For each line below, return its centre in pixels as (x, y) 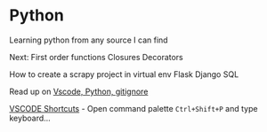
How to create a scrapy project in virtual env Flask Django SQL (124, 74)
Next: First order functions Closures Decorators (97, 57)
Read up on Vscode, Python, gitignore (79, 91)
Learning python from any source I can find (89, 40)
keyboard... (30, 118)
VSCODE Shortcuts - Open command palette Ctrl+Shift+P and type (133, 108)
